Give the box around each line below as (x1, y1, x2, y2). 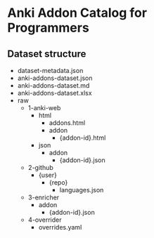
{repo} (49, 178, 68, 187)
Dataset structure (7, 48, 86, 60)
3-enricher (27, 193, 60, 201)
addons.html (49, 119, 86, 127)
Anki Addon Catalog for (7, 5, 148, 21)
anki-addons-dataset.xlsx (17, 89, 93, 97)
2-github (27, 164, 54, 171)
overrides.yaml (38, 223, 82, 231)
